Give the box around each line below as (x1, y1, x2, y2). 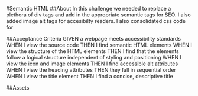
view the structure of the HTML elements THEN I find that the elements (6, 48, 179, 55)
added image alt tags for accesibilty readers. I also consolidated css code (6, 18, 186, 24)
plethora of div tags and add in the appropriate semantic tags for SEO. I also (6, 11, 191, 18)
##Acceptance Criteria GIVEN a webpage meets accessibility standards (6, 35, 181, 42)
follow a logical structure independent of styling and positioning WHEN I (6, 54, 182, 61)
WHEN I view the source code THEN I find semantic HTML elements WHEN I (6, 41, 192, 48)
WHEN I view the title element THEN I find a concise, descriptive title (6, 73, 173, 80)
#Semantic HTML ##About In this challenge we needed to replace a (6, 5, 171, 12)
